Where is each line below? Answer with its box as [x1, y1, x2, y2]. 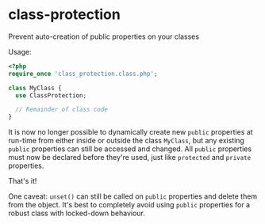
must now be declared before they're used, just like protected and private [8, 153, 252, 162]
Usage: [8, 47, 32, 56]
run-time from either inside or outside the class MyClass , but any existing [8, 136, 244, 146]
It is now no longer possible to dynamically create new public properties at [8, 127, 253, 137]
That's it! [8, 177, 37, 186]
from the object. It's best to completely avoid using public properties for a [8, 200, 251, 210]
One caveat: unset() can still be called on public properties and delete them [8, 192, 258, 201]
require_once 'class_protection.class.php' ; [8, 70, 158, 78]
